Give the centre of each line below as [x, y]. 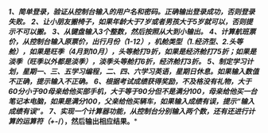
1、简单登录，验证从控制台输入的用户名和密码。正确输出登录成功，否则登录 [132, 12]
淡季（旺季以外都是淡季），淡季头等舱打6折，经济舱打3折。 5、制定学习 [127, 61]
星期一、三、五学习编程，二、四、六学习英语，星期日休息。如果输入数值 [140, 71]
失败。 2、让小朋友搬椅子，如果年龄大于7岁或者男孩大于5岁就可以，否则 [127, 22]
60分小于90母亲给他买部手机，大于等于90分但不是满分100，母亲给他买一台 [133, 91]
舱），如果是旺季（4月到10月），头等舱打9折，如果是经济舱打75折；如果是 [132, 51]
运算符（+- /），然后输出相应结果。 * [80, 121]
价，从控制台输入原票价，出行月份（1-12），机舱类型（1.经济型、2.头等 [126, 41]
